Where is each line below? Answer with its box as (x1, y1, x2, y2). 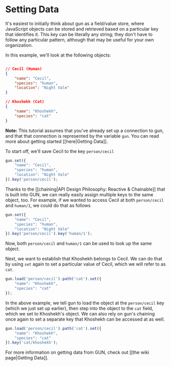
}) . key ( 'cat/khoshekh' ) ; (5, 340, 58, 345)
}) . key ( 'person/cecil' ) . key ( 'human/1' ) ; (5, 231, 93, 237)
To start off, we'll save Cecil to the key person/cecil (5, 148, 114, 154)
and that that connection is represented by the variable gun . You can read (5, 133, 159, 139)
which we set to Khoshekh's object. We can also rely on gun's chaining (5, 310, 155, 317)
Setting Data (5, 4, 59, 15)
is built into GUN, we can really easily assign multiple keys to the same (5, 191, 154, 197)
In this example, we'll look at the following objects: (5, 52, 111, 58)
